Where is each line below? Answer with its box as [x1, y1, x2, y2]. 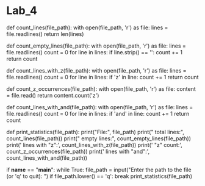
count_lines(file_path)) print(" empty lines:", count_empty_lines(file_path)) [6, 135, 191, 142]
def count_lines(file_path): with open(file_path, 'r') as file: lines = [6, 24, 168, 31]
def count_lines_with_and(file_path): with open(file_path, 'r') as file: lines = [6, 103, 193, 110]
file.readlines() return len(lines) [6, 30, 84, 37]
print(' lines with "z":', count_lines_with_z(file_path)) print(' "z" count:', [6, 141, 183, 148]
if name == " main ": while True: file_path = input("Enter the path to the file [6, 166, 192, 173]
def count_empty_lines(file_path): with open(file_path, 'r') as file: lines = [6, 42, 186, 49]
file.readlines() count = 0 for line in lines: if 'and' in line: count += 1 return [6, 110, 190, 117]
